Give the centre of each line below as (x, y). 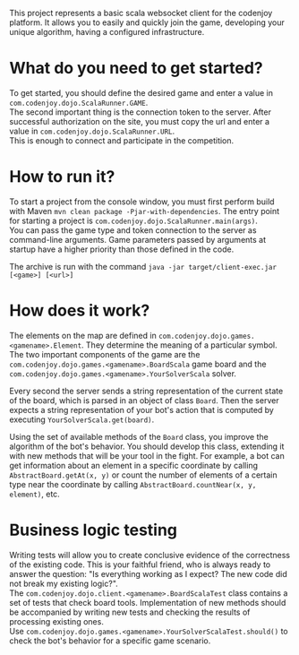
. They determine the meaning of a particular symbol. (179, 345)
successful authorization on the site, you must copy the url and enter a (140, 121)
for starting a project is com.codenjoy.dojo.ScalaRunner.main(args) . (133, 220)
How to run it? (62, 177)
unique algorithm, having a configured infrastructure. (107, 32)
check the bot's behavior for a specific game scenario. (110, 641)
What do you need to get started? (137, 69)
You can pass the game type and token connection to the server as (133, 230)
